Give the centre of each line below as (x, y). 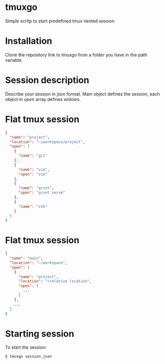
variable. (14, 60)
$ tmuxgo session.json (28, 357)
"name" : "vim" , (34, 170)
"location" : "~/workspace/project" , (47, 142)
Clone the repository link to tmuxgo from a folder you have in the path (76, 55)
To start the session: (26, 348)
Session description (47, 80)
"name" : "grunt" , (36, 188)
